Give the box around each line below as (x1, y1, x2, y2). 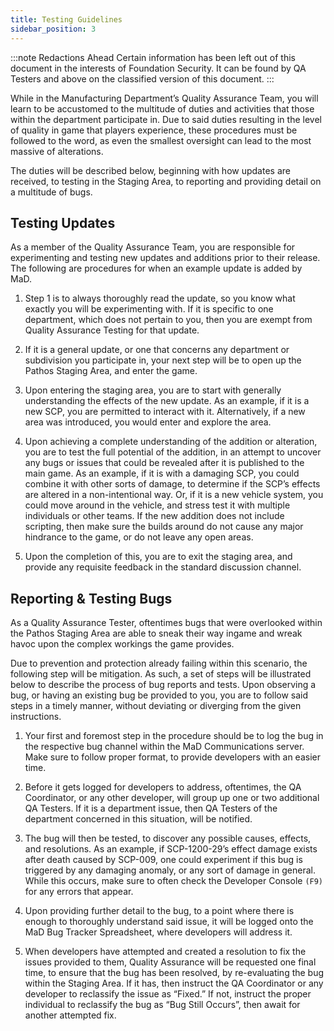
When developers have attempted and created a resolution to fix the (24, 946, 307, 958)
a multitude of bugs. (10, 186, 93, 198)
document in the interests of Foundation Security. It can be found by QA (10, 62, 307, 74)
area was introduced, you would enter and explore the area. (24, 416, 272, 428)
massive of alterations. (10, 145, 104, 157)
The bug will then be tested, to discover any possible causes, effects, (24, 832, 312, 845)
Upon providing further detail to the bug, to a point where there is (24, 905, 295, 917)
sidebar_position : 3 (10, 24, 97, 34)
